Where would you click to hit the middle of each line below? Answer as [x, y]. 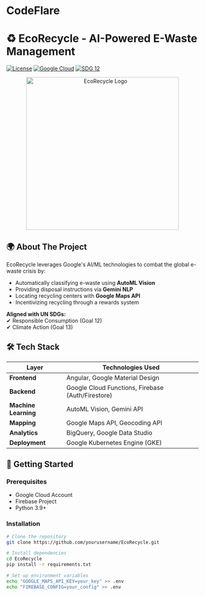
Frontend [23, 378]
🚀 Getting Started [40, 464]
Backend [22, 391]
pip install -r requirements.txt [49, 565]
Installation [23, 524]
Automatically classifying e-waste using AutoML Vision [85, 282]
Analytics [24, 433]
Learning [23, 413]
